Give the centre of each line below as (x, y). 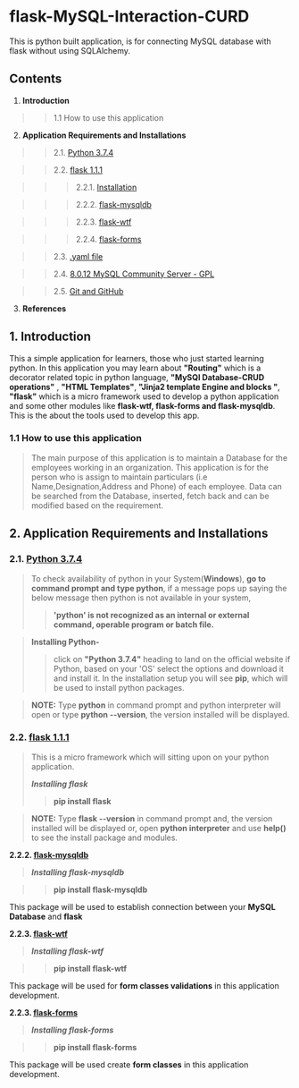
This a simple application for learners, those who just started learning (137, 358)
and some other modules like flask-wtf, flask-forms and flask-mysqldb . (142, 405)
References (44, 308)
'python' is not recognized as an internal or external (151, 615)
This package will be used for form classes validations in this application (144, 985)
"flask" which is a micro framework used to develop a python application (144, 396)
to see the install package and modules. (104, 837)
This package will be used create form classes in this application (129, 1064)
